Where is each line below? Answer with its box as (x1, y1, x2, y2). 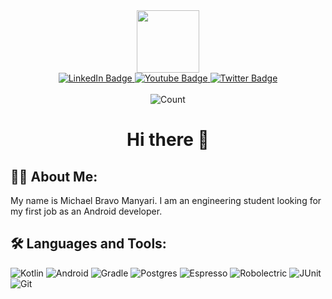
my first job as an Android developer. (10, 205, 163, 217)
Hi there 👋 (126, 129, 210, 151)
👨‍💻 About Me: (10, 168, 98, 185)
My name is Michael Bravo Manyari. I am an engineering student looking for (10, 195, 322, 206)
